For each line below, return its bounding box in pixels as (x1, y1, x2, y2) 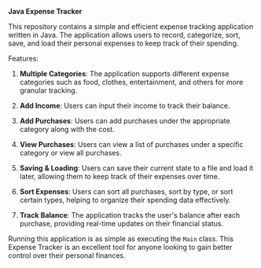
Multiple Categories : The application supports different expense (19, 69, 230, 78)
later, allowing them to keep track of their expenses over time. (19, 172, 220, 181)
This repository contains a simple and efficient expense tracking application (8, 22, 254, 31)
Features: (8, 54, 39, 63)
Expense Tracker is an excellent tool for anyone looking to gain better (8, 243, 233, 251)
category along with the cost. (19, 125, 116, 134)
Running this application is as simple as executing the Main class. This (8, 234, 234, 243)
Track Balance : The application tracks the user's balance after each (19, 211, 241, 219)
